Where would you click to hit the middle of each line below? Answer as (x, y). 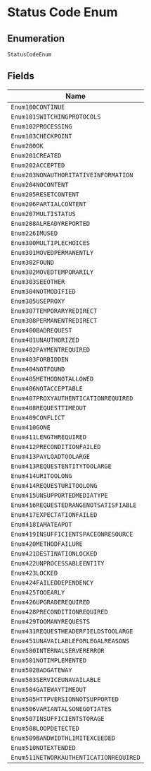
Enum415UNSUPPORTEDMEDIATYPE (59, 495)
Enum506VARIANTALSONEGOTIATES (61, 709)
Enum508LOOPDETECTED (45, 728)
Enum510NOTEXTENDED (43, 748)
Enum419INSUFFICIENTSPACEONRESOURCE (72, 534)
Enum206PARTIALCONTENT (48, 204)
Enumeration (36, 38)
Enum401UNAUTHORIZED (45, 340)
